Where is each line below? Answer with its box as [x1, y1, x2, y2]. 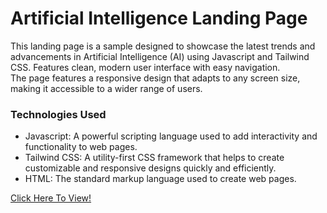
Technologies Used [10, 107, 107, 121]
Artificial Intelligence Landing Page [10, 7, 308, 30]
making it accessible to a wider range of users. [10, 82, 203, 94]
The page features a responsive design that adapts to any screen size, [10, 72, 301, 84]
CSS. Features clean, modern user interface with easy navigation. [10, 61, 281, 73]
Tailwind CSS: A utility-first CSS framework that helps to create [24, 152, 285, 164]
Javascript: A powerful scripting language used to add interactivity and [24, 130, 318, 142]
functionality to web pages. [24, 141, 138, 153]
